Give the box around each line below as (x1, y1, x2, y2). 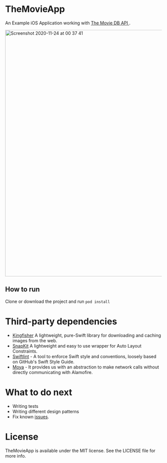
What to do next (5, 386, 73, 398)
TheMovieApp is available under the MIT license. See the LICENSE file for (5, 448, 156, 454)
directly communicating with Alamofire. (12, 369, 93, 375)
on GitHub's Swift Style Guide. (12, 359, 75, 365)
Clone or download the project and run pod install (5, 298, 110, 304)
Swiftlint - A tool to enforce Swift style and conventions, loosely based (12, 353, 157, 359)
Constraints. (12, 348, 38, 354)
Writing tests (12, 403, 39, 409)
